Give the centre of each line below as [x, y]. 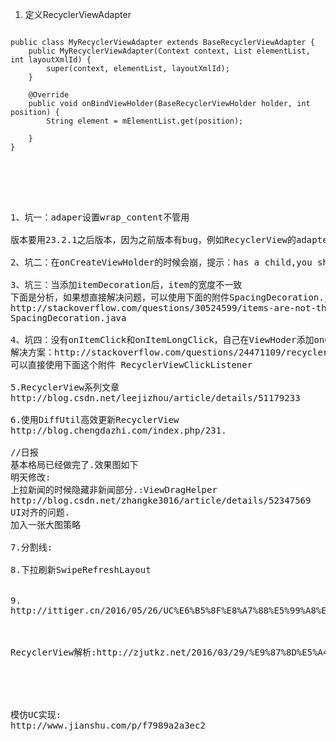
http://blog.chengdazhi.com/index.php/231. [118, 430]
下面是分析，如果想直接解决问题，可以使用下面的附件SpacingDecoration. [167, 297]
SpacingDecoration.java [68, 318]
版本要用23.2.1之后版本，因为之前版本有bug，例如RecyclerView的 [153, 239]
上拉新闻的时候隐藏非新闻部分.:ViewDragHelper [114, 489]
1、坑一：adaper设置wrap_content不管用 [100, 217]
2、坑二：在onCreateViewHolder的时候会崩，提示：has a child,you [161, 262]
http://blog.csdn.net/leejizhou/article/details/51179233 [155, 398]
